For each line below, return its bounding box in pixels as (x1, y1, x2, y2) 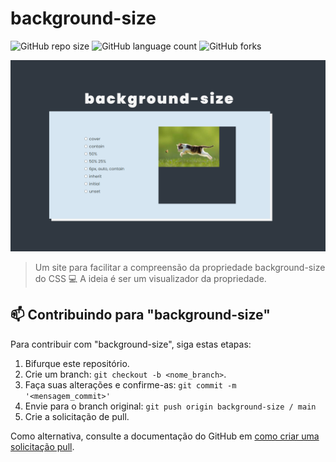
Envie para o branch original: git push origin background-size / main (24, 400, 317, 412)
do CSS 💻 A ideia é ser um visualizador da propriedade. (34, 273, 267, 285)
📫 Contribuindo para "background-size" (10, 307, 271, 324)
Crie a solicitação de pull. (24, 410, 130, 422)
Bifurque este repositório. (24, 357, 130, 369)
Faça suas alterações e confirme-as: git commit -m (24, 378, 237, 391)
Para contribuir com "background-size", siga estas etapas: (10, 338, 252, 350)
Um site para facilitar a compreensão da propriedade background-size (34, 262, 326, 274)
